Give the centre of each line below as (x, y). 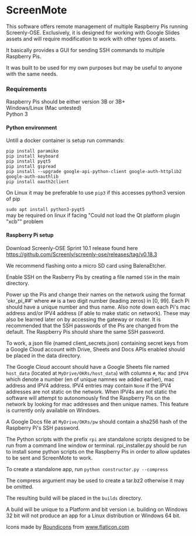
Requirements (27, 89)
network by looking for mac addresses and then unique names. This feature (97, 404)
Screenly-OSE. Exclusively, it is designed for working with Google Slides (93, 32)
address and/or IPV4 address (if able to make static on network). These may (98, 313)
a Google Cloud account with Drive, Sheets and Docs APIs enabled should (96, 349)
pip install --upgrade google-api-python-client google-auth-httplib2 (94, 172)
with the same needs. (32, 74)
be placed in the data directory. (44, 355)
